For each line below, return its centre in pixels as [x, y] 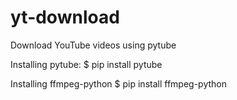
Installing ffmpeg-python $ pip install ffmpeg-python [118, 83]
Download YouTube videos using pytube [93, 45]
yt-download [65, 17]
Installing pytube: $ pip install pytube [86, 64]
